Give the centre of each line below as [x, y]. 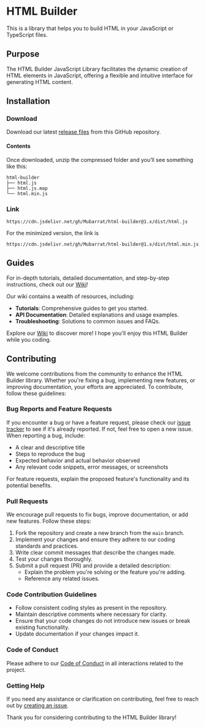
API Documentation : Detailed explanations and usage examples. [97, 315]
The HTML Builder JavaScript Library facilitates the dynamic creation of [97, 69]
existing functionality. [42, 628]
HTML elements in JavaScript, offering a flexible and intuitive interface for [100, 75]
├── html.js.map [27, 188]
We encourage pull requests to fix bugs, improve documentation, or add [97, 515]
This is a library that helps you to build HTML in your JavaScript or [90, 28]
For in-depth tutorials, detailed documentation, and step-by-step [88, 278]
